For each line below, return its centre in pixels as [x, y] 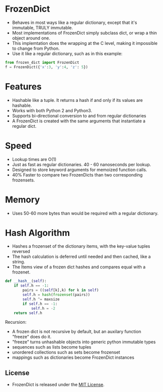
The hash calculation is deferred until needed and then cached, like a [81, 256]
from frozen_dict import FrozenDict [42, 62]
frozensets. [23, 180]
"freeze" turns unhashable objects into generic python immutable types [84, 342]
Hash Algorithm [37, 233]
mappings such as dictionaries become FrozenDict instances [73, 357]
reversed [21, 252]
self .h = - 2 [43, 308]
